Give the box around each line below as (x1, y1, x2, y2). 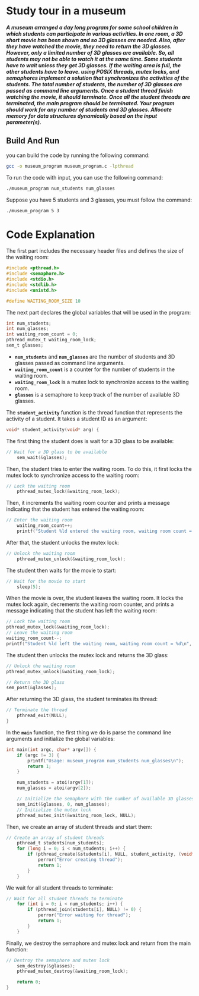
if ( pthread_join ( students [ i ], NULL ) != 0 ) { (27, 907, 142, 913)
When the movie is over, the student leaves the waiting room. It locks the (6, 595, 184, 602)
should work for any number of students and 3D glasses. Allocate (6, 106, 172, 113)
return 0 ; (17, 979, 41, 985)
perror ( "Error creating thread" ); (37, 857, 123, 863)
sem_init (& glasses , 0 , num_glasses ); (17, 801, 110, 807)
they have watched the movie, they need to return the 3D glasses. (6, 43, 172, 50)
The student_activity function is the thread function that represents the (6, 409, 182, 416)
